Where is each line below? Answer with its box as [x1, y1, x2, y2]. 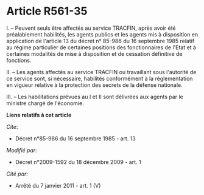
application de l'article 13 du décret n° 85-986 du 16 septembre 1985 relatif [6, 37, 195, 44]
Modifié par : [6, 146, 38, 154]
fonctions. [6, 56, 32, 64]
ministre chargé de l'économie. [6, 99, 84, 107]
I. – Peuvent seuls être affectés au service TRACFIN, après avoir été [6, 24, 176, 32]
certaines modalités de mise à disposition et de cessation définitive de [6, 50, 183, 57]
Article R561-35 [6, 4, 88, 18]
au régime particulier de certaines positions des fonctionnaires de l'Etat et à [6, 44, 197, 51]
